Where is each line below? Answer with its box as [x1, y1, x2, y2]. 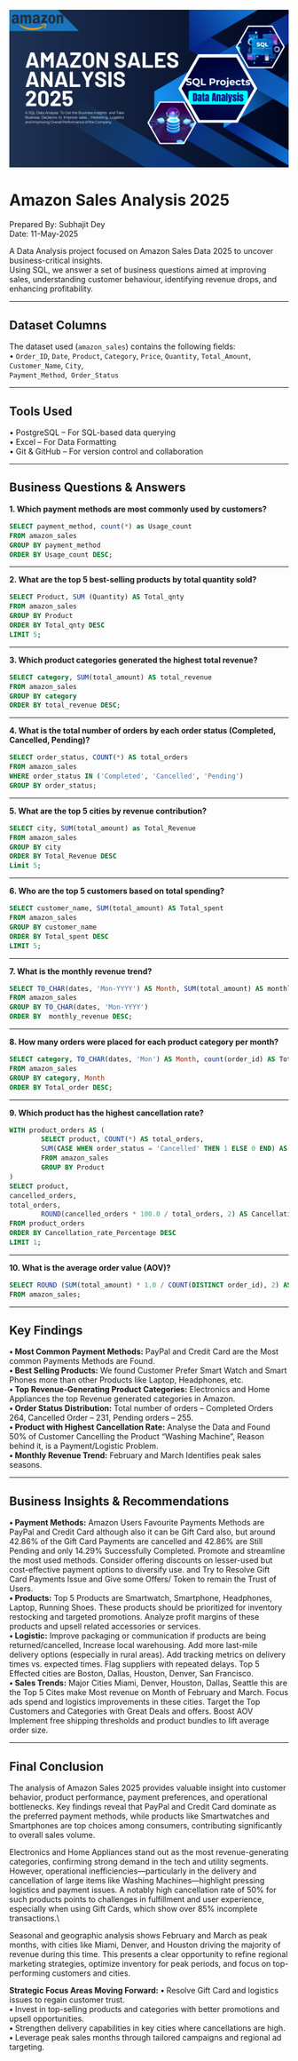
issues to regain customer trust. [9, 1994, 126, 2005]
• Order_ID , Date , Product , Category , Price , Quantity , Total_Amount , [9, 351, 252, 361]
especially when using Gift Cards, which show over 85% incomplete [9, 1904, 258, 1914]
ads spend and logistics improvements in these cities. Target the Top [9, 1697, 261, 1708]
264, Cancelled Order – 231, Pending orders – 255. [9, 1413, 193, 1423]
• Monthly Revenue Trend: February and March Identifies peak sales [9, 1450, 262, 1461]
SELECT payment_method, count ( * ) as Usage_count [9, 521, 192, 531]
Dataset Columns [9, 317, 107, 333]
